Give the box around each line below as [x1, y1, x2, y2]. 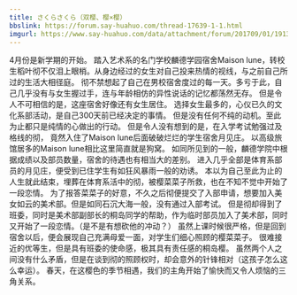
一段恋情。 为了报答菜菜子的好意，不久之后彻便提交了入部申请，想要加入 [9, 188, 275, 198]
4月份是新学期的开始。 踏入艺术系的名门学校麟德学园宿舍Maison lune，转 [9, 55, 278, 66]
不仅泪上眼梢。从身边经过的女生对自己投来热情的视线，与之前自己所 [39, 66, 288, 76]
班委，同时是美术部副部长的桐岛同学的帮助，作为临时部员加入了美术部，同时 [9, 210, 288, 221]
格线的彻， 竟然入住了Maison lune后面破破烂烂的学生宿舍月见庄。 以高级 [9, 132, 275, 143]
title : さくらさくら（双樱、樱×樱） [9, 12, 126, 22]
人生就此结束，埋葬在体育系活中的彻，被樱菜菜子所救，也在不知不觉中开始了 [9, 176, 288, 187]
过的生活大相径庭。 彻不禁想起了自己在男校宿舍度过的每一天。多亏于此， [9, 77, 275, 88]
